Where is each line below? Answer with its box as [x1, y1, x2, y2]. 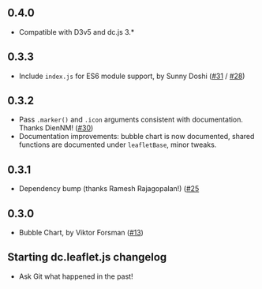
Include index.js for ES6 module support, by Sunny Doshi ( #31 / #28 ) [18, 71, 245, 81]
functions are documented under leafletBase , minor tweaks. [18, 140, 217, 149]
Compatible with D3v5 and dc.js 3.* [18, 27, 135, 36]
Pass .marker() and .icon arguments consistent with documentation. [18, 114, 244, 125]
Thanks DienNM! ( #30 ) [18, 123, 94, 133]
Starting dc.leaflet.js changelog [7, 250, 167, 264]
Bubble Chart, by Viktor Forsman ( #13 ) [18, 228, 144, 238]
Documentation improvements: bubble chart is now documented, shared [18, 132, 255, 141]
